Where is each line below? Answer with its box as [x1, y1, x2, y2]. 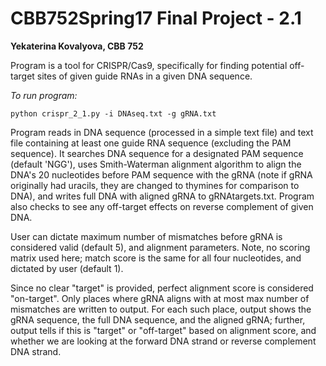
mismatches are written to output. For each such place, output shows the [10, 303, 312, 315]
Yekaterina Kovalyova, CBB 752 [10, 40, 144, 52]
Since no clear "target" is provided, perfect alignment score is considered [10, 282, 314, 294]
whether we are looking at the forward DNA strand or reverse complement [10, 335, 317, 347]
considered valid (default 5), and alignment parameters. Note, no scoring [10, 241, 311, 253]
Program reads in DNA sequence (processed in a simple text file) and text [10, 126, 314, 138]
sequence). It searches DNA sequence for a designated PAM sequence [10, 147, 304, 159]
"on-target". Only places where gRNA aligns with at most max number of [10, 292, 310, 304]
